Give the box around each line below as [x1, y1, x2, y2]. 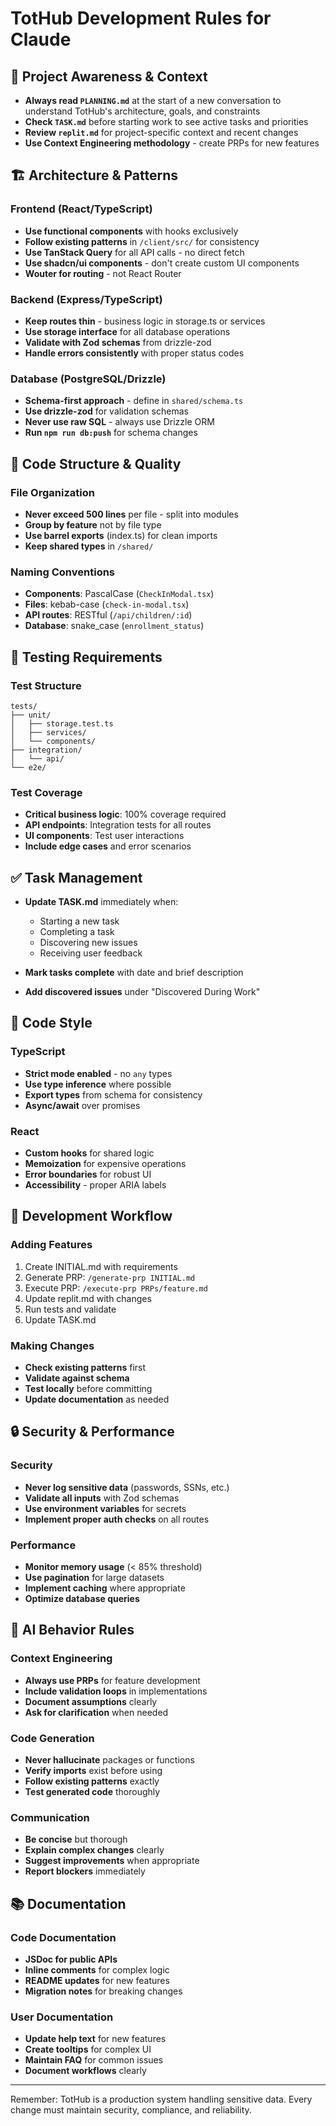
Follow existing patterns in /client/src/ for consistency [24, 235, 260, 247]
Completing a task [39, 926, 115, 938]
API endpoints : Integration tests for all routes [24, 819, 212, 831]
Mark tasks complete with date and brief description [24, 967, 244, 979]
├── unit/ [10, 710, 52, 720]
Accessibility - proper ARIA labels [24, 1179, 167, 1191]
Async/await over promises [24, 1099, 141, 1111]
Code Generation [10, 1731, 95, 1745]
